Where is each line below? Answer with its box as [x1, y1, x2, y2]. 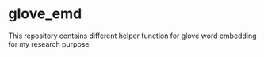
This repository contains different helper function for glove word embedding [8, 31, 257, 40]
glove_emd [8, 5, 82, 23]
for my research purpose [8, 39, 90, 48]
